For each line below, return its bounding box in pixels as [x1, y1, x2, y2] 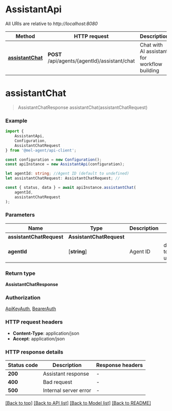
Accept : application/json [12, 335, 65, 341]
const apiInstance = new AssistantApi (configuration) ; [5, 162, 125, 167]
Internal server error [42, 387, 92, 394]
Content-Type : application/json [12, 330, 79, 336]
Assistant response [42, 370, 90, 377]
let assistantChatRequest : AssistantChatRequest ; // [5, 176, 120, 181]
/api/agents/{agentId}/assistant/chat [48, 57, 135, 64]
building [140, 67, 160, 74]
